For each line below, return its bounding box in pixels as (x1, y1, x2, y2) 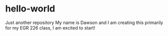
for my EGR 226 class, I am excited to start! (5, 24, 95, 30)
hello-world (5, 3, 56, 14)
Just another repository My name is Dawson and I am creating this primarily (5, 19, 163, 25)
